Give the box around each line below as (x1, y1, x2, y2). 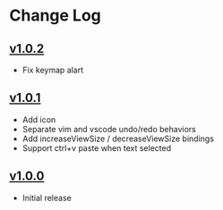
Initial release (21, 192, 72, 203)
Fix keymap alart (21, 64, 83, 75)
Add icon (21, 113, 56, 125)
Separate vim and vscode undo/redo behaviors (21, 123, 197, 134)
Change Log (9, 5, 101, 26)
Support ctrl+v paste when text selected (21, 142, 172, 153)
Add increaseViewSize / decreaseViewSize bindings (21, 133, 215, 144)
